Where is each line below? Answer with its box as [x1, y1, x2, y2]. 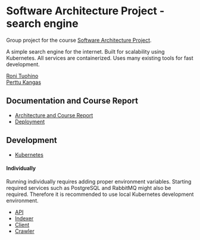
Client [14, 221, 30, 228]
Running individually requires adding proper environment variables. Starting [6, 177, 192, 185]
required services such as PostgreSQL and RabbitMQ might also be [6, 184, 171, 191]
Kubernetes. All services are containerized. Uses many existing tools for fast [6, 54, 193, 61]
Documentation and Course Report [6, 96, 139, 106]
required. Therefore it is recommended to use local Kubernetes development [6, 191, 194, 198]
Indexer [14, 214, 34, 222]
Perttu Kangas [6, 79, 42, 86]
